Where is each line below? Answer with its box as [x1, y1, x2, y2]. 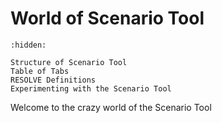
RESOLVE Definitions [10, 75, 97, 85]
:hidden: [10, 40, 47, 50]
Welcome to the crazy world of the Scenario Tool [10, 101, 212, 113]
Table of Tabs [10, 66, 70, 76]
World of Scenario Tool [10, 7, 205, 30]
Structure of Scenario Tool [10, 57, 128, 67]
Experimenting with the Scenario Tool [10, 83, 172, 94]
